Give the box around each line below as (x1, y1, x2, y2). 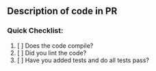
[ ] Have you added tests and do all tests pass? (16, 56, 149, 64)
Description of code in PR (7, 5, 118, 17)
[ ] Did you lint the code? (16, 48, 87, 57)
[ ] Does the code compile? (16, 41, 94, 50)
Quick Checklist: (7, 26, 64, 35)
